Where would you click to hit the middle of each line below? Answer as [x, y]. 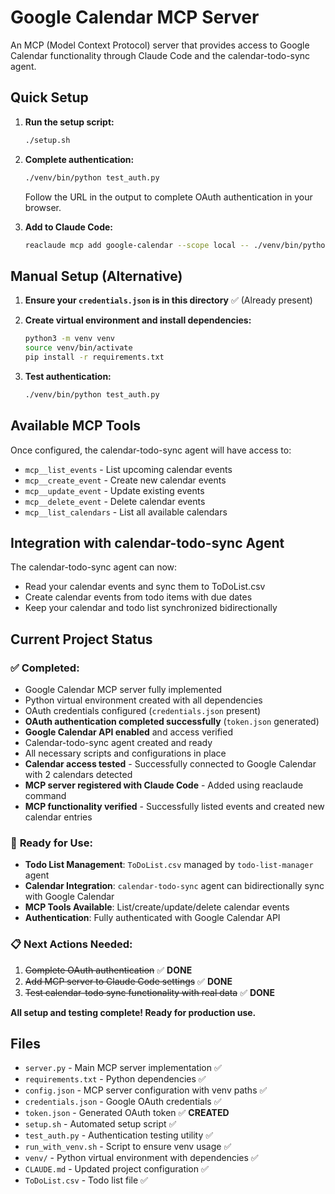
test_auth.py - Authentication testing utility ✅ [119, 1135]
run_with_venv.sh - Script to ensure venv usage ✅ [128, 1147]
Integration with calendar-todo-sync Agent [147, 542]
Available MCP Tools [76, 426]
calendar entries [58, 817]
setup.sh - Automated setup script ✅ [100, 1124]
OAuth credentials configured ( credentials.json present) [143, 710]
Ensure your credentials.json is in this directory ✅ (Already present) [168, 300]
